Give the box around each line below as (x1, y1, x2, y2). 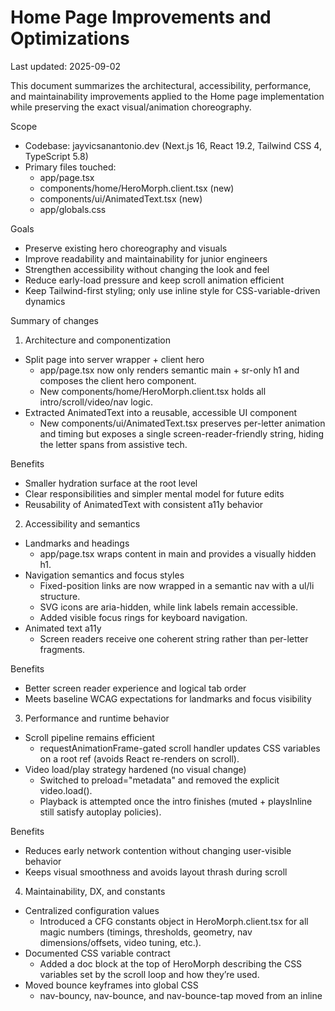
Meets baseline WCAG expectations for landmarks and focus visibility (24, 692, 312, 705)
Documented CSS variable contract (24, 947, 171, 959)
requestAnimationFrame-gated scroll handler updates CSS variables (39, 742, 321, 754)
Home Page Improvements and (10, 6, 272, 29)
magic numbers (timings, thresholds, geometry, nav (39, 926, 253, 938)
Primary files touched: (24, 161, 117, 173)
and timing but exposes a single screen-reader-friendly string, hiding (39, 427, 325, 440)
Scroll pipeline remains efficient (24, 731, 155, 743)
